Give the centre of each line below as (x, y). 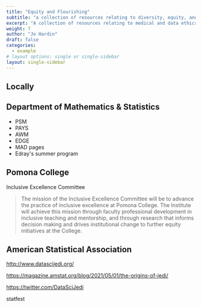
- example (24, 51)
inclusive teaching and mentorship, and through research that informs (107, 218)
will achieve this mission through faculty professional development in (106, 211)
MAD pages (29, 147)
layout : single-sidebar (36, 62)
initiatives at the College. (51, 231)
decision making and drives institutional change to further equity (101, 224)
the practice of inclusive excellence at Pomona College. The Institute (106, 205)
